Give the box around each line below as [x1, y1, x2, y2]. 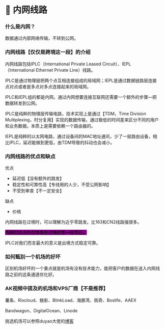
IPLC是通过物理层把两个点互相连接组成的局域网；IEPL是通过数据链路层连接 [5, 77, 157, 83]
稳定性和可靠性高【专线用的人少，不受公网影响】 [12, 182, 111, 188]
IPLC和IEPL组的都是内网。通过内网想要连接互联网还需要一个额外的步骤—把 [5, 94, 157, 100]
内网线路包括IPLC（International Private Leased [5, 61, 102, 67]
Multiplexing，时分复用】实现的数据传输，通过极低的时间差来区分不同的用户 [5, 116, 159, 123]
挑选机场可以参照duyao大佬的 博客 [5, 318, 74, 324]
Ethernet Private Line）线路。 [36, 67, 96, 73]
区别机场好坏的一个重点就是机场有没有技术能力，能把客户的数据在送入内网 [5, 266, 156, 272]
